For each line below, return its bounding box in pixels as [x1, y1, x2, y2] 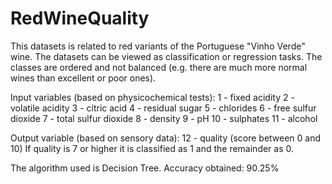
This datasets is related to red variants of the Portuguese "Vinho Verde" [10, 40, 306, 52]
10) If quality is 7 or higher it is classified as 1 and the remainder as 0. [10, 142, 295, 154]
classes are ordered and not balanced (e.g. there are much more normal [10, 61, 308, 73]
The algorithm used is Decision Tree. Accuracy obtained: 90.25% [10, 162, 280, 174]
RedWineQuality [10, 7, 150, 30]
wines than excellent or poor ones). [10, 72, 157, 84]
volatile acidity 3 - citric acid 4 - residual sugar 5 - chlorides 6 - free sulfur [10, 102, 317, 114]
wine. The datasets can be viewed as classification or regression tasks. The [10, 50, 323, 62]
